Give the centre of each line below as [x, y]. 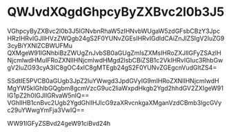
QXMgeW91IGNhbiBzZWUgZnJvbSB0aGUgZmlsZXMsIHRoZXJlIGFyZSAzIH [114, 53]
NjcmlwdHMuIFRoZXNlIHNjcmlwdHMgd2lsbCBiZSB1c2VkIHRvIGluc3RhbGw [115, 60]
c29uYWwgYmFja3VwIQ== [46, 110]
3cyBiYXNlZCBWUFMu [40, 45]
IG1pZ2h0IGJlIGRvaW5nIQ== [48, 95]
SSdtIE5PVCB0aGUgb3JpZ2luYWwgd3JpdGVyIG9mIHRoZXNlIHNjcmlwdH [113, 80]
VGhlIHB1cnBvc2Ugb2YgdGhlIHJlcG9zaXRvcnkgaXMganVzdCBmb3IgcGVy [114, 102]
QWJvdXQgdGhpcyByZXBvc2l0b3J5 [116, 12]
